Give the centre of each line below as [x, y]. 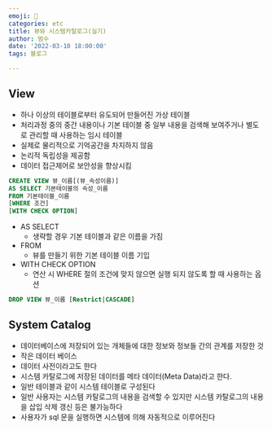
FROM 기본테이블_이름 [39, 196]
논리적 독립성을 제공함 [55, 155]
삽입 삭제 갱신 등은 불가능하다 [76, 406]
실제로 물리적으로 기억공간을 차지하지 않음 [87, 145]
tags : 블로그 [28, 54]
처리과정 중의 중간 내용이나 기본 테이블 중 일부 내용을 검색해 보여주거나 [132, 125]
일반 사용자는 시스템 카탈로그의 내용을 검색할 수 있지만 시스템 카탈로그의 [134, 397]
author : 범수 [29, 39]
